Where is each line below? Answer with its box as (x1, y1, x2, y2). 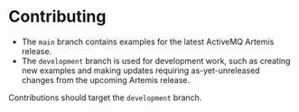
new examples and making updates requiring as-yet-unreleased (21, 65, 260, 76)
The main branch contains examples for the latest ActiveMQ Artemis (21, 36, 275, 47)
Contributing (8, 6, 107, 27)
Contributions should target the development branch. (8, 92, 202, 103)
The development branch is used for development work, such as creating (21, 55, 291, 66)
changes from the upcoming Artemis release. (21, 74, 191, 85)
